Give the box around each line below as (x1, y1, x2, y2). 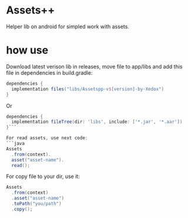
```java (6, 140, 25, 146)
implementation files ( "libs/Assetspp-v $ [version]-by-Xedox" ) (11, 86, 164, 92)
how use (6, 43, 49, 57)
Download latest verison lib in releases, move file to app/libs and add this (6, 63, 183, 70)
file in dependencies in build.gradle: (6, 69, 93, 76)
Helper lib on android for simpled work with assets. (6, 23, 129, 30)
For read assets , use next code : (6, 135, 88, 141)
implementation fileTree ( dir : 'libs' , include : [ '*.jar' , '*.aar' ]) (11, 119, 183, 125)
